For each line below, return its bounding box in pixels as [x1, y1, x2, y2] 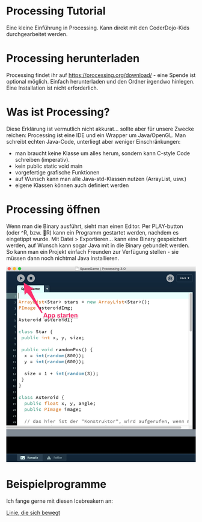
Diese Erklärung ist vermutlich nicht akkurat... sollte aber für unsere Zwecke [6, 125, 194, 132]
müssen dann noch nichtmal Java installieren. [6, 254, 120, 262]
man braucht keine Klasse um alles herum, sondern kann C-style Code [14, 149, 191, 157]
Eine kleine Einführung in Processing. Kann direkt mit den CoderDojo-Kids [6, 24, 190, 31]
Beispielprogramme [6, 477, 107, 491]
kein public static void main [14, 162, 83, 170]
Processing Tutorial [6, 4, 106, 18]
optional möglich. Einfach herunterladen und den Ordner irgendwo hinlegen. [6, 78, 195, 85]
